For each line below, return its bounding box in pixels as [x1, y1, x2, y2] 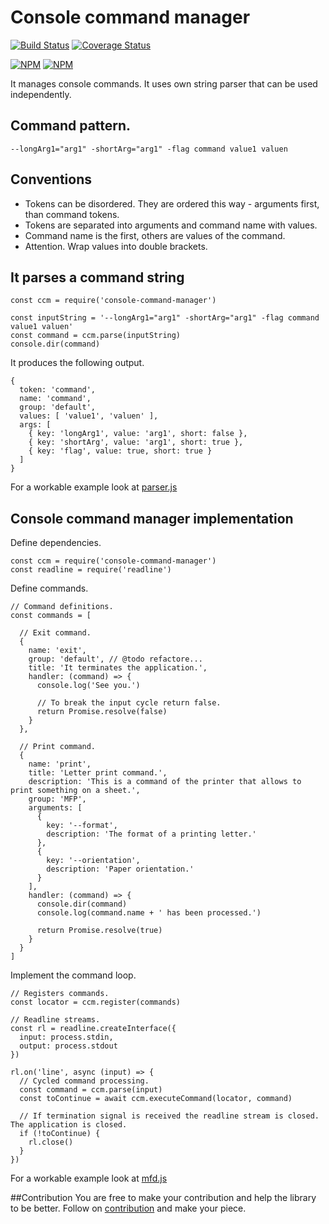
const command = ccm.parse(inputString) [10, 331, 182, 341]
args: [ [19, 420, 52, 430]
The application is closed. [10, 1120, 128, 1130]
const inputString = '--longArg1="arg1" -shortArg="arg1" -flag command [10, 313, 320, 323]
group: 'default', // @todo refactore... [28, 654, 203, 665]
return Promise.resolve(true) [36, 926, 163, 936]
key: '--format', [46, 821, 118, 831]
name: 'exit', [28, 646, 87, 656]
